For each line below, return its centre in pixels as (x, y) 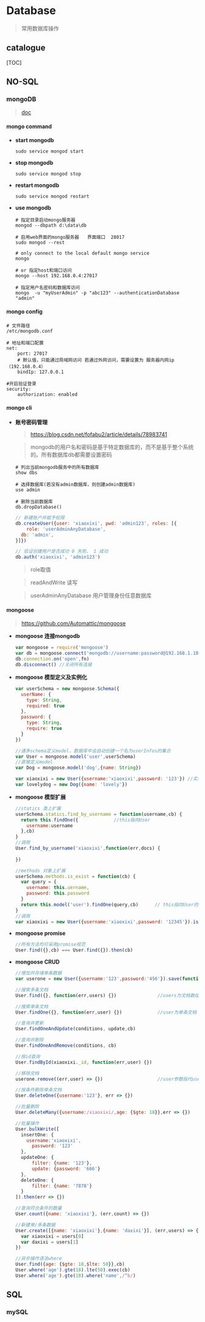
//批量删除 (27, 1107)
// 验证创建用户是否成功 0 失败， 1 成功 (62, 551)
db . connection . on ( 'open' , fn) (52, 659)
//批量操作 (27, 1123)
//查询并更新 (29, 1023)
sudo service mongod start (49, 151)
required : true (46, 706)
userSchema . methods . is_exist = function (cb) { (75, 876)
